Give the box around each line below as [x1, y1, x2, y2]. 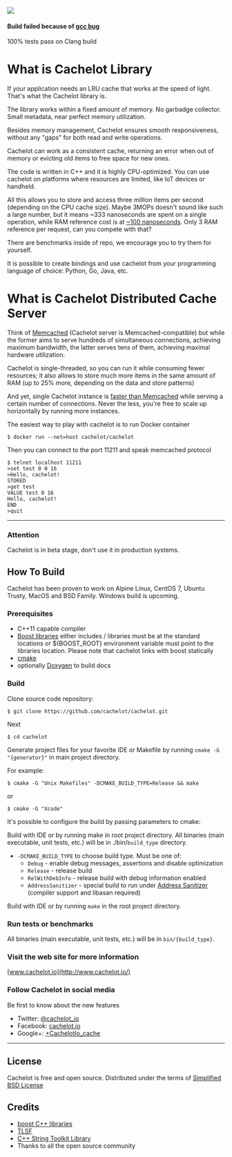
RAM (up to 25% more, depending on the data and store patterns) [7, 379, 195, 387]
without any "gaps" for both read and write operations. [7, 134, 163, 142]
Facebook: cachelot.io [17, 1021, 81, 1030]
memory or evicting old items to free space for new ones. [7, 154, 171, 163]
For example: [7, 766, 45, 775]
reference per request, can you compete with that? [7, 225, 152, 233]
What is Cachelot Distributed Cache [7, 291, 217, 307]
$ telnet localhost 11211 [7, 459, 81, 467]
